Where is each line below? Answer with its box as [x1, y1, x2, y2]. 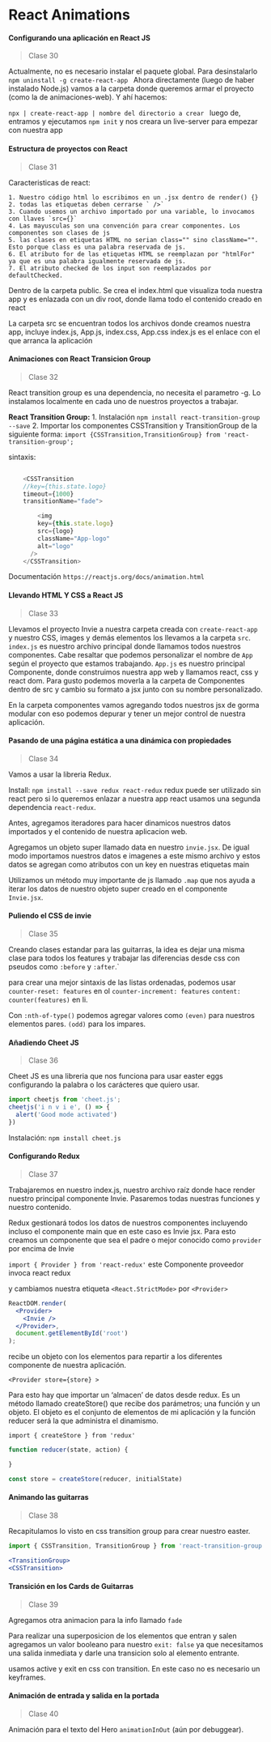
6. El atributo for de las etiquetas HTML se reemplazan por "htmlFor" [8, 249, 255, 258]
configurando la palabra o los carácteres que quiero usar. [8, 1080, 200, 1090]
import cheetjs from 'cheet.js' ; [8, 1096, 121, 1104]
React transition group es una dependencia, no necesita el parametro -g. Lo [8, 387, 261, 398]
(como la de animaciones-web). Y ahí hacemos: [8, 92, 167, 102]
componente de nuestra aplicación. [8, 1361, 127, 1370]
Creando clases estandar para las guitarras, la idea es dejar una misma [8, 945, 245, 955]
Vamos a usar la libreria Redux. [8, 769, 112, 779]
